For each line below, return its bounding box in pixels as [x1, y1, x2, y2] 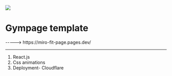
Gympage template [5, 22, 89, 34]
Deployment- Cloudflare [12, 64, 64, 71]
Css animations [12, 59, 46, 65]
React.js [12, 54, 30, 60]
